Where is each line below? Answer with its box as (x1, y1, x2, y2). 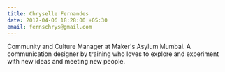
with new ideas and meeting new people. (7, 57, 126, 66)
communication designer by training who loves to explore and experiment (7, 50, 219, 58)
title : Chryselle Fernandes (7, 10, 89, 17)
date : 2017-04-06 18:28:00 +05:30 (7, 17, 108, 24)
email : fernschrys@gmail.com (7, 23, 92, 30)
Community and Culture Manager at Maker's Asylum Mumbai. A (7, 43, 191, 51)
